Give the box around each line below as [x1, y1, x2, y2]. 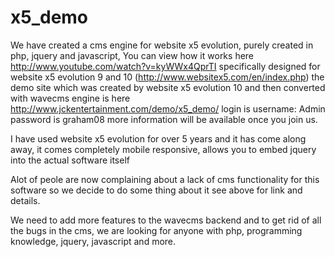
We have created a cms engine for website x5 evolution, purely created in [10, 39, 314, 51]
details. [10, 194, 41, 206]
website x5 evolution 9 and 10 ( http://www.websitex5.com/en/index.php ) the [10, 71, 325, 83]
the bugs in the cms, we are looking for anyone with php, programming [10, 224, 303, 236]
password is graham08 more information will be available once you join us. [10, 113, 318, 125]
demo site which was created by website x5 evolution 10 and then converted [10, 81, 326, 93]
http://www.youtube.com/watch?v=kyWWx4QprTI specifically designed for [10, 60, 321, 72]
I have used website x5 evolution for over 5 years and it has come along [10, 132, 307, 145]
